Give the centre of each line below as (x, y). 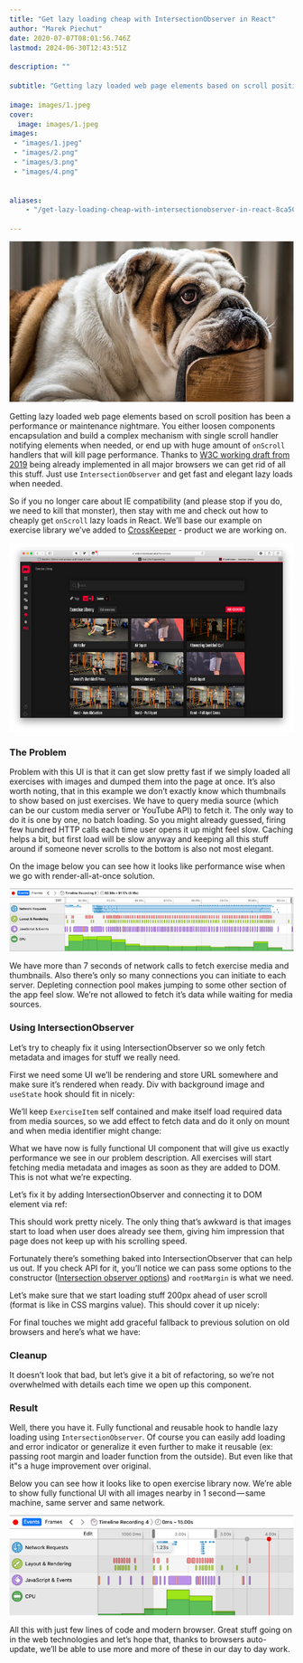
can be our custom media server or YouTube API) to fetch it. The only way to (151, 810)
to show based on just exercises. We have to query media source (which (144, 800)
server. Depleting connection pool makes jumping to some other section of (148, 985)
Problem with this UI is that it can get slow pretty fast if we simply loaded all (150, 771)
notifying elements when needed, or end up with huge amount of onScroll (147, 445)
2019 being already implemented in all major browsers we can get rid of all (147, 464)
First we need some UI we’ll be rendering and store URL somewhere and (144, 1074)
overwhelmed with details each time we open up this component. (131, 1384)
